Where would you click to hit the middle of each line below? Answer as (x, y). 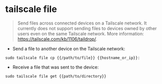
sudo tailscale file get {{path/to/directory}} (56, 76)
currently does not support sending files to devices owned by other (87, 28)
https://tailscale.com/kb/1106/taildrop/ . (57, 39)
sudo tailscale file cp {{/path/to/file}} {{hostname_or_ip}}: (73, 58)
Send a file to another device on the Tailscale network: (69, 48)
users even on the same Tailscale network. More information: (81, 33)
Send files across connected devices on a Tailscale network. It (82, 23)
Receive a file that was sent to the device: (55, 67)
